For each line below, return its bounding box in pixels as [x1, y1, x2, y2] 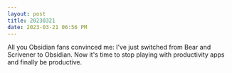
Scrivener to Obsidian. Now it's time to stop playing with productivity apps [7, 50, 225, 59]
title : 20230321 [7, 17, 56, 24]
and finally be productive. [7, 58, 83, 67]
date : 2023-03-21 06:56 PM [7, 23, 88, 30]
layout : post [7, 10, 46, 18]
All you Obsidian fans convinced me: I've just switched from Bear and [7, 43, 211, 52]
